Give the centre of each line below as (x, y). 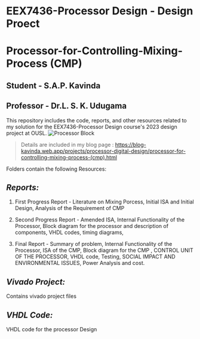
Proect (23, 24)
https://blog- (130, 144)
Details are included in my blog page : (67, 144)
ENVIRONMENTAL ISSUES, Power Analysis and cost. (80, 263)
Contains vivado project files (41, 296)
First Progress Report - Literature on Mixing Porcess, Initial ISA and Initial (104, 202)
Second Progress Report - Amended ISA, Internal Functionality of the (100, 220)
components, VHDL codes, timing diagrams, (69, 232)
